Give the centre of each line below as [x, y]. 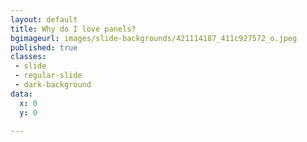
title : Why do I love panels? [73, 29]
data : [21, 94]
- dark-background [53, 85]
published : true [44, 47]
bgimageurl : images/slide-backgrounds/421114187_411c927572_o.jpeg [154, 38]
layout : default [44, 19]
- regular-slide [48, 76]
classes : [28, 57]
